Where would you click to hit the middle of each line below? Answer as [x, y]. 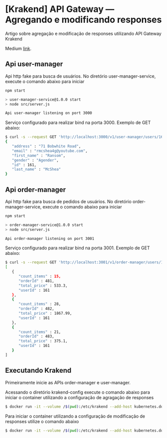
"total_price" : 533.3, [43, 285]
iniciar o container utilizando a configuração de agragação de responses [80, 397]
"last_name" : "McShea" [36, 169]
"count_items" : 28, [40, 304]
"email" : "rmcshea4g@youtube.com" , [50, 151]
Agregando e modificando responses [83, 20]
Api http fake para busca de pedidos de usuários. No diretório [68, 201]
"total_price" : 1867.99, [45, 314]
